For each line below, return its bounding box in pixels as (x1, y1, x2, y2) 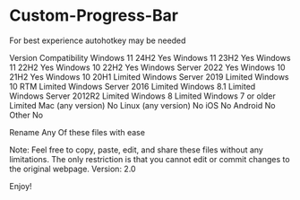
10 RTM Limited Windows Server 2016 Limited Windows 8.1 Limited (9, 81, 256, 91)
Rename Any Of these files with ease (9, 126, 146, 137)
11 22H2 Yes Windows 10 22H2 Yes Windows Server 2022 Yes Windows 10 (9, 62, 286, 73)
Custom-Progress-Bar (9, 5, 179, 26)
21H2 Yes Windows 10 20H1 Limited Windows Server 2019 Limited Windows (9, 71, 289, 82)
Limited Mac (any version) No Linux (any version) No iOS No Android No (9, 100, 276, 110)
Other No (9, 109, 43, 120)
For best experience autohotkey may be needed (9, 35, 186, 46)
